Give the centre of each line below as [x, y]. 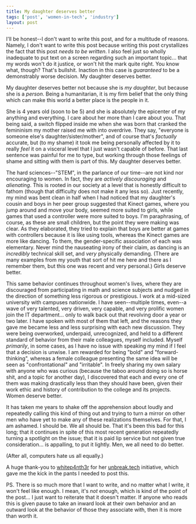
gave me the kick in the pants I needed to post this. [68, 474]
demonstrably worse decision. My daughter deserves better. [79, 76]
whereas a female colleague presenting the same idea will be [104, 359]
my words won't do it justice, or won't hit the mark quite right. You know [93, 64]
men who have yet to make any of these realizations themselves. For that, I [96, 420]
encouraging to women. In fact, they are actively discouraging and [86, 179]
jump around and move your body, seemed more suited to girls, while [90, 210]
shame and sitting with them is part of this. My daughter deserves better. [94, 161]
